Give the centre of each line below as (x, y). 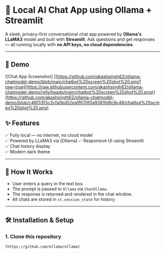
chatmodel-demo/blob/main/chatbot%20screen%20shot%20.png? (73, 82)
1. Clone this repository (33, 236)
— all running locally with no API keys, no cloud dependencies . (69, 44)
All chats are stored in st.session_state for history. (64, 199)
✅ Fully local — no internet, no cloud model (49, 135)
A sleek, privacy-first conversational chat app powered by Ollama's (73, 34)
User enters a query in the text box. (48, 184)
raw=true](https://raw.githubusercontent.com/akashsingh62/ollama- (74, 87)
